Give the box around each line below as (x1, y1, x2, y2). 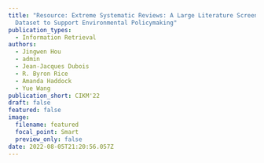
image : (8, 114, 30, 121)
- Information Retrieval (15, 33, 97, 42)
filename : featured (15, 121, 79, 129)
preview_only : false (15, 135, 82, 143)
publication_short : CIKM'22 (8, 92, 101, 100)
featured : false (8, 107, 61, 114)
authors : (8, 41, 37, 49)
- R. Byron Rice (15, 70, 68, 78)
